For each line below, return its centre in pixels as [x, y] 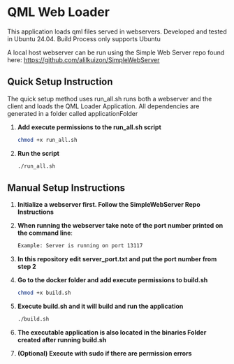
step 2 [27, 267]
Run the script [38, 153]
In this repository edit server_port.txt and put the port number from [117, 259]
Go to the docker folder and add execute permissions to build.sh [112, 280]
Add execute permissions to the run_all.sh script [89, 127]
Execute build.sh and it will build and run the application [100, 306]
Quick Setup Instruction [60, 82]
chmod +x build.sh [44, 293]
